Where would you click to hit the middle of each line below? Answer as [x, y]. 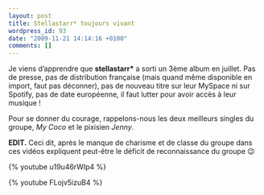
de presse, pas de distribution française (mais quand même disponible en [130, 77]
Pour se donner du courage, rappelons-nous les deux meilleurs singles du [131, 118]
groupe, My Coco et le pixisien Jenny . [71, 127]
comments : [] [30, 46]
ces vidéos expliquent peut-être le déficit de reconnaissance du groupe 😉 [132, 151]
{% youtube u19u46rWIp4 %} [58, 167]
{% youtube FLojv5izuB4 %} [56, 183]
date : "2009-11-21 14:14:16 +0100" [68, 38]
